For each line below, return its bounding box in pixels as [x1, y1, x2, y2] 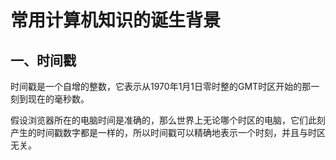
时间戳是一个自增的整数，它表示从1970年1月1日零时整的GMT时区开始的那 [10, 81, 312, 92]
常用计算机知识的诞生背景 [10, 9, 222, 32]
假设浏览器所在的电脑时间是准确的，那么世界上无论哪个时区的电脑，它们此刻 [10, 114, 326, 126]
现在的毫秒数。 [27, 93, 90, 105]
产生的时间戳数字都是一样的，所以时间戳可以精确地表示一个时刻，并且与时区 [10, 127, 326, 138]
